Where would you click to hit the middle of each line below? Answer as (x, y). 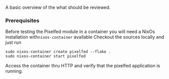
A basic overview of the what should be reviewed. (58, 7)
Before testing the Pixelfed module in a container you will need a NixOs (80, 32)
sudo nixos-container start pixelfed (46, 56)
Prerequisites (22, 20)
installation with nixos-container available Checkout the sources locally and (85, 37)
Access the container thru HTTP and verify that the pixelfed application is (83, 66)
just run (13, 42)
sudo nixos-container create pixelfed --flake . (58, 52)
